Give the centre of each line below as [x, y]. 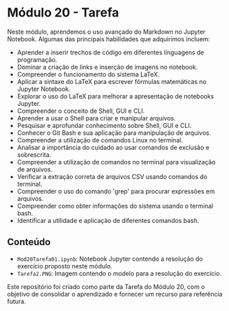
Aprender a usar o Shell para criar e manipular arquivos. [96, 118]
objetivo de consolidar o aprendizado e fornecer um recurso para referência [115, 294]
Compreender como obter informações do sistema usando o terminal [115, 206]
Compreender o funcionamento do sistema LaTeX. [88, 74]
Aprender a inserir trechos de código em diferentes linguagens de [110, 52]
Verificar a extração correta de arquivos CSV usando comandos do [112, 176]
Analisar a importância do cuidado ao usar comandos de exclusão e [113, 147]
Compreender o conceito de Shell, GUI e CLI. [81, 111]
